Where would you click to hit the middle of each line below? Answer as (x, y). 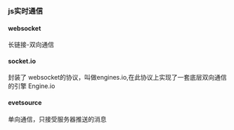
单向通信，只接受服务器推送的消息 (57, 119)
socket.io (22, 61)
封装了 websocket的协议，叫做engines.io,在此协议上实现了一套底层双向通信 (117, 78)
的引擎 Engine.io (32, 86)
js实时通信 (26, 10)
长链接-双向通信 (31, 45)
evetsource (25, 102)
